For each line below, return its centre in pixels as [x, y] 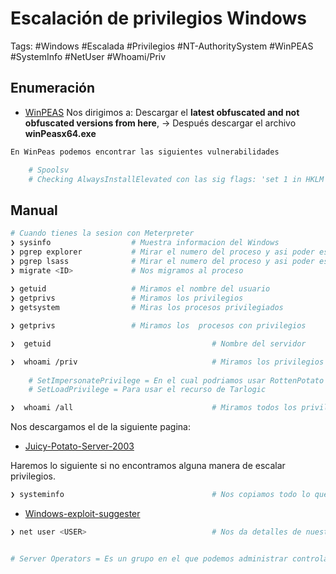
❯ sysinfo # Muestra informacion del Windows [145, 243]
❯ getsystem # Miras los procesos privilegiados [147, 308]
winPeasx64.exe [60, 133]
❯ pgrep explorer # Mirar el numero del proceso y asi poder [162, 252]
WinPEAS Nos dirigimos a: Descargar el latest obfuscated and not [162, 112]
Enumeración [53, 88]
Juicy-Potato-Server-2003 [79, 446]
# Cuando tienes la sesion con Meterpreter [102, 233]
